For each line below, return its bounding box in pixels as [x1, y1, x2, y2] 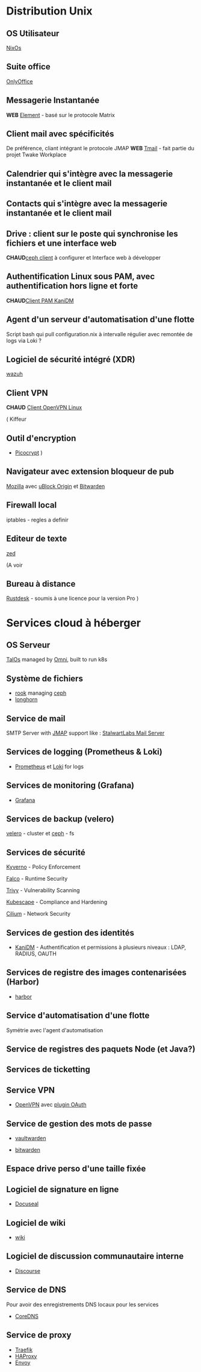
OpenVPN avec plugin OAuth [14, 1101, 87, 1108]
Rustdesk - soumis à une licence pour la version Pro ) [6, 595, 139, 602]
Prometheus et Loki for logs [14, 762, 84, 770]
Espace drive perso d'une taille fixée [6, 1164, 146, 1174]
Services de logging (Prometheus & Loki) [6, 747, 162, 757]
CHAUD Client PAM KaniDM [6, 297, 74, 304]
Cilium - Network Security [6, 910, 71, 917]
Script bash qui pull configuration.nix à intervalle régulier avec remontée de [6, 330, 193, 337]
